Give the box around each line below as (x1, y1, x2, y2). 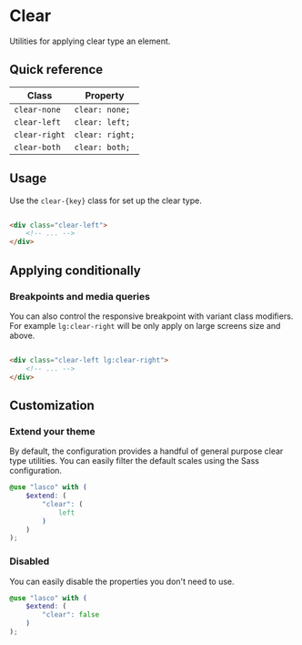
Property (85, 88, 125, 101)
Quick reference (9, 62, 104, 77)
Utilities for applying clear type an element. (9, 36, 171, 46)
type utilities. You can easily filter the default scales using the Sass (9, 456, 259, 466)
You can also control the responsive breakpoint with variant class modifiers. (9, 311, 294, 322)
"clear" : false (42, 610, 100, 619)
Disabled (9, 555, 50, 568)
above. (9, 330, 35, 341)
